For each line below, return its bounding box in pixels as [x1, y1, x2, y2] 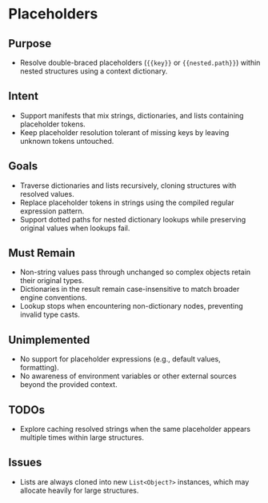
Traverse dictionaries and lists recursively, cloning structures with [19, 181, 237, 190]
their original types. [19, 276, 84, 285]
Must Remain [8, 246, 76, 260]
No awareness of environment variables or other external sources [19, 371, 238, 381]
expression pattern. [19, 206, 85, 216]
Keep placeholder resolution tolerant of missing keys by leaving [19, 127, 230, 137]
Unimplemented [8, 333, 90, 346]
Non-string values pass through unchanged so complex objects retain [19, 267, 251, 277]
